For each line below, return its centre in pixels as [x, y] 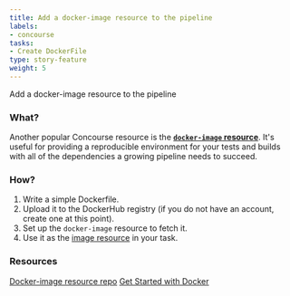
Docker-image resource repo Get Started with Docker [110, 281]
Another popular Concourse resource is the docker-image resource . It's [142, 138]
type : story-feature [48, 60]
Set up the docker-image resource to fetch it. [105, 228]
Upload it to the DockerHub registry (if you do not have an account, [148, 209]
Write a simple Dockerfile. [71, 199]
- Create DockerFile [48, 52]
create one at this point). [68, 219]
